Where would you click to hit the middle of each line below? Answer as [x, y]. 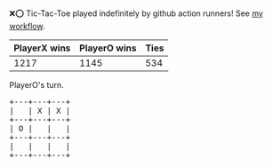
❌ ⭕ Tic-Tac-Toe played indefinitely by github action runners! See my [136, 13]
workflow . [27, 26]
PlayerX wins [42, 48]
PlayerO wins [108, 48]
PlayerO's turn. [36, 85]
